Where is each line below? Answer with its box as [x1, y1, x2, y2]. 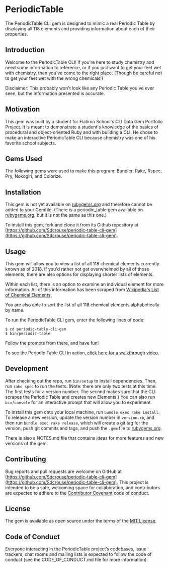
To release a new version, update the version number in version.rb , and [5, 414, 155, 420]
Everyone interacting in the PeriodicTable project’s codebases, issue [5, 546, 147, 552]
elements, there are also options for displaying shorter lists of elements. [5, 271, 154, 277]
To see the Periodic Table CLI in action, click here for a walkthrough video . [5, 350, 159, 356]
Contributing [5, 455, 46, 463]
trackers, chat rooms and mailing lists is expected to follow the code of [5, 551, 152, 557]
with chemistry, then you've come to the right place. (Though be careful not [5, 70, 162, 76]
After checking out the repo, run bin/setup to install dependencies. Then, [5, 377, 157, 384]
